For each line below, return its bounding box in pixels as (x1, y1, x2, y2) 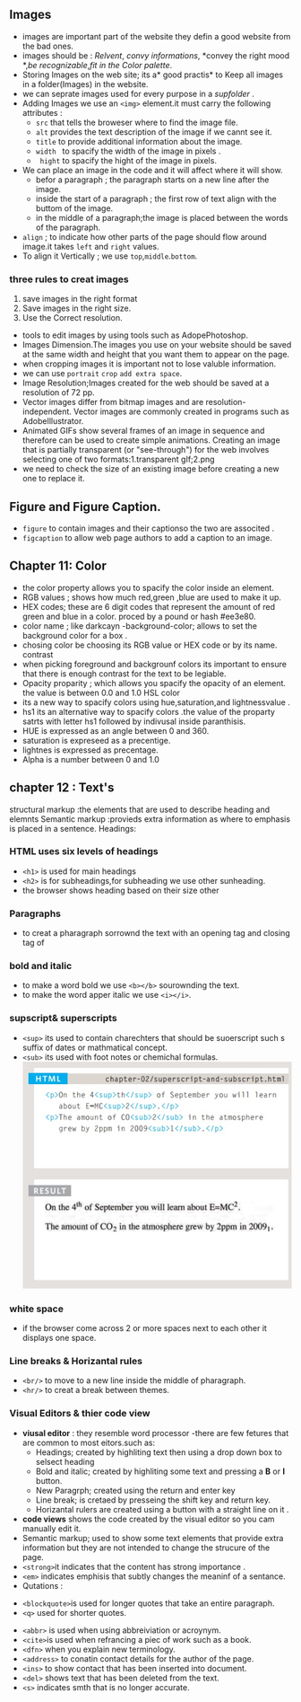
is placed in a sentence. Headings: (9, 823, 137, 833)
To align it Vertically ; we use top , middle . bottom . (21, 251, 198, 261)
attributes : (21, 107, 63, 118)
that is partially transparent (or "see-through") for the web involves (21, 445, 270, 455)
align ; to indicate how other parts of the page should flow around (21, 231, 267, 242)
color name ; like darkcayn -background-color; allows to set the (21, 620, 258, 631)
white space (9, 1302, 64, 1315)
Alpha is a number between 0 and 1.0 (21, 754, 159, 764)
